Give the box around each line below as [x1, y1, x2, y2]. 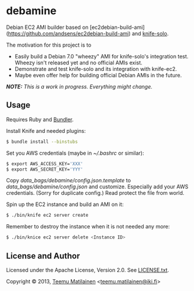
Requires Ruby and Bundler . [6, 116, 74, 123]
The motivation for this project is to [6, 41, 92, 48]
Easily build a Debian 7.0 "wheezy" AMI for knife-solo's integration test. [14, 53, 189, 60]
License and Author [6, 251, 80, 261]
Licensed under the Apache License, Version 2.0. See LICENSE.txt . [6, 266, 170, 273]
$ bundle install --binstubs [6, 139, 78, 145]
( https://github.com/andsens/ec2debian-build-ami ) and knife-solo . [6, 30, 169, 37]
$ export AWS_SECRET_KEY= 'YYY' [6, 166, 83, 172]
